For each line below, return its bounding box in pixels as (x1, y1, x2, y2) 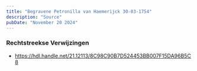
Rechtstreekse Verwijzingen (6, 39, 89, 47)
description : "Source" (6, 14, 62, 20)
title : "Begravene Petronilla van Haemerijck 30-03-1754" (6, 8, 152, 15)
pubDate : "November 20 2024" (6, 19, 78, 25)
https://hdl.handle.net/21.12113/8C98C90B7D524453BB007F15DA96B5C (14, 52, 191, 59)
